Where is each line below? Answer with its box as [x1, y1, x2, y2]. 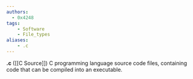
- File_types [17, 32, 51, 38]
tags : [6, 20, 20, 26]
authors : [6, 9, 29, 15]
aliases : [6, 37, 29, 43]
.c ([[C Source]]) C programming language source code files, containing [6, 59, 188, 67]
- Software [17, 26, 45, 32]
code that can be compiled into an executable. [6, 66, 123, 73]
